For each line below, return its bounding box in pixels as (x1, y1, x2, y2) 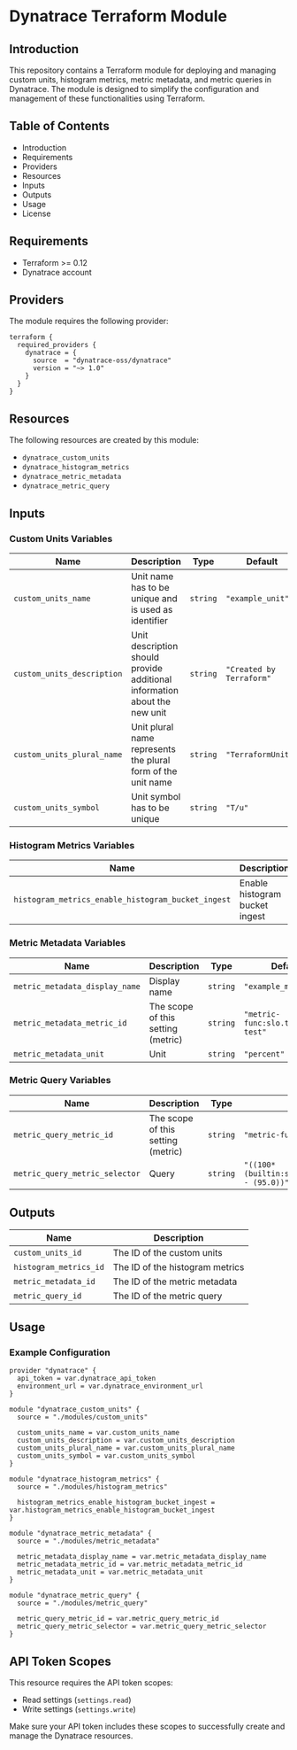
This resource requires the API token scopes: (9, 1677, 174, 1688)
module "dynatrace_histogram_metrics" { (9, 1475, 161, 1484)
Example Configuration (9, 1346, 110, 1359)
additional (131, 673, 172, 685)
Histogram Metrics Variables (9, 839, 135, 851)
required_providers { (17, 341, 97, 350)
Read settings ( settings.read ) (21, 1694, 132, 1706)
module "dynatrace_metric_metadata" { (9, 1529, 152, 1538)
